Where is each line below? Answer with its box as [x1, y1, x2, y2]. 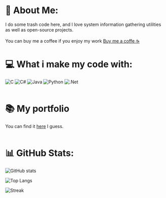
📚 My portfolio [5, 103, 70, 115]
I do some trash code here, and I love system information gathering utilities [5, 21, 161, 27]
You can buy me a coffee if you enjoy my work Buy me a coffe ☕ [5, 38, 140, 44]
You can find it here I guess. [5, 123, 64, 129]
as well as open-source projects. [5, 26, 73, 32]
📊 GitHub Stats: [5, 147, 74, 159]
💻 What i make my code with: [5, 58, 133, 70]
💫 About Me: [5, 5, 59, 16]
